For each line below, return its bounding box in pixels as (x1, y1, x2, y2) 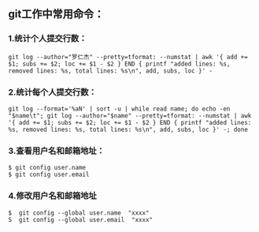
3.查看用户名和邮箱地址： (8, 145, 105, 156)
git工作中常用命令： (8, 7, 105, 21)
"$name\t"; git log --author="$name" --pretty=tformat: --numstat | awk (8, 111, 252, 120)
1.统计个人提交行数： (8, 33, 87, 44)
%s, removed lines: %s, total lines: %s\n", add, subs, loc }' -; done (8, 125, 248, 133)
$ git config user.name (8, 164, 87, 172)
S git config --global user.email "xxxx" (8, 215, 154, 223)
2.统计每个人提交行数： (8, 86, 97, 97)
